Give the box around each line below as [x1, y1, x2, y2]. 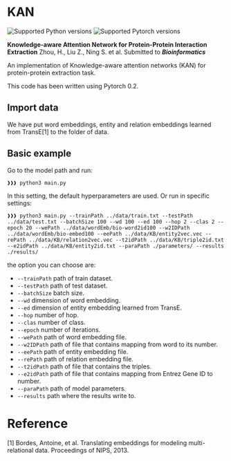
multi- [188, 438, 205, 446]
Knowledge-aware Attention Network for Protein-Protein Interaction [7, 40, 207, 48]
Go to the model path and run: [7, 166, 93, 174]
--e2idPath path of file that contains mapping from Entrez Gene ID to [17, 369, 213, 377]
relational [7, 446, 34, 454]
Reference [7, 415, 68, 431]
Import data [7, 102, 59, 114]
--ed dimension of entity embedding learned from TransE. [17, 303, 182, 312]
